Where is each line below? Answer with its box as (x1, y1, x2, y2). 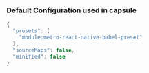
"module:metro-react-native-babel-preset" (19, 34, 143, 41)
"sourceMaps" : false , (12, 47, 75, 54)
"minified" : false (12, 53, 66, 60)
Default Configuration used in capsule (6, 6, 137, 15)
